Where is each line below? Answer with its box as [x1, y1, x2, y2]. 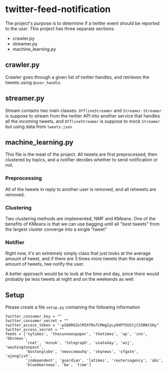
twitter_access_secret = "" [5, 327, 65, 332]
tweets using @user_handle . [5, 79, 62, 85]
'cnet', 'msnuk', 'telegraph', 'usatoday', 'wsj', [25, 340, 135, 346]
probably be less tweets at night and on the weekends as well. [5, 276, 135, 282]
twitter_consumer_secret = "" [5, 319, 69, 324]
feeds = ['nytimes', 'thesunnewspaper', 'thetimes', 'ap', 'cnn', [5, 332, 148, 337]
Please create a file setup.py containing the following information [5, 304, 140, 311]
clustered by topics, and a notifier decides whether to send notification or [5, 157, 158, 163]
